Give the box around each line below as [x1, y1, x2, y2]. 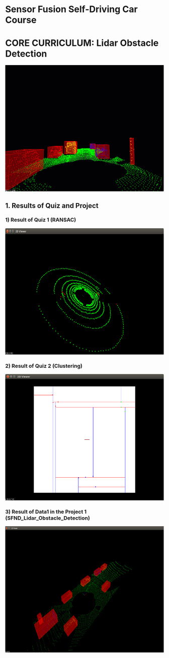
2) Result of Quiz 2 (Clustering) [5, 362, 83, 369]
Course [5, 14, 37, 26]
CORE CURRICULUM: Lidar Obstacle [5, 37, 159, 49]
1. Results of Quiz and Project [5, 201, 99, 210]
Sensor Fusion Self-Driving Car [5, 4, 138, 15]
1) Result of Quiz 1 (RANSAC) [5, 216, 76, 223]
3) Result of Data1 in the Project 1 [5, 509, 87, 516]
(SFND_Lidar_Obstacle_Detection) [5, 515, 91, 522]
